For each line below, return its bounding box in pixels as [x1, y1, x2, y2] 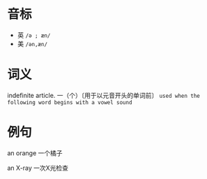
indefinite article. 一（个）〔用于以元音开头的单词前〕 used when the [7, 91, 201, 99]
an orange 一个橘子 [7, 148, 63, 157]
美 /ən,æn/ [17, 39, 47, 48]
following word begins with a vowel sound [7, 99, 132, 106]
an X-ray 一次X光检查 [7, 164, 68, 172]
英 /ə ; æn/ [17, 31, 51, 39]
